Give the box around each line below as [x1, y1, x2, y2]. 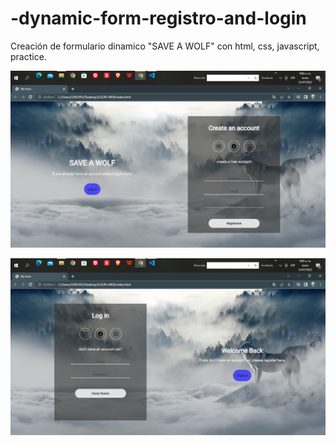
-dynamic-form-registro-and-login [10, 7, 307, 30]
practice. [10, 50, 47, 62]
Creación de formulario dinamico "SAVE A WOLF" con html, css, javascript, [10, 40, 320, 52]
